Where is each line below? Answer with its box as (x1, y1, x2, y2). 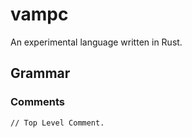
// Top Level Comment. (10, 118, 105, 128)
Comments (10, 95, 65, 109)
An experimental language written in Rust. (10, 36, 183, 48)
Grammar (10, 65, 71, 82)
